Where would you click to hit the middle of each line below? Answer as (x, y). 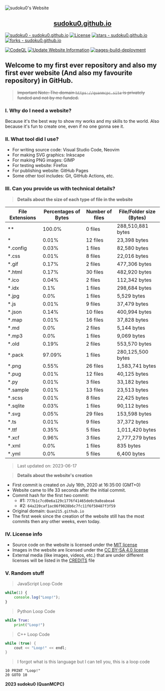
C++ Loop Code (33, 634)
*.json (15, 312)
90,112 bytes (133, 406)
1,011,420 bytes (137, 430)
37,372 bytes (133, 421)
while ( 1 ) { (16, 593)
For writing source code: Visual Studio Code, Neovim (66, 150)
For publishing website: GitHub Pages (50, 171)
